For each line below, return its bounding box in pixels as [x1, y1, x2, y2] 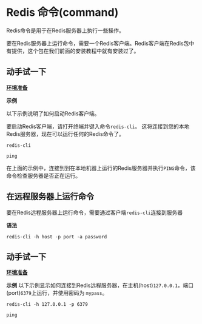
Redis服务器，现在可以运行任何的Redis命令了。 [6, 130, 124, 137]
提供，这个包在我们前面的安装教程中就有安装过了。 [11, 47, 140, 55]
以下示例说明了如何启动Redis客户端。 [6, 110, 100, 117]
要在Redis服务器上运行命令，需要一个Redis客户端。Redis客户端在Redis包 [6, 39, 189, 47]
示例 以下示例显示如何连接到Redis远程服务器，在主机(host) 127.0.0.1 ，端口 [6, 282, 194, 289]
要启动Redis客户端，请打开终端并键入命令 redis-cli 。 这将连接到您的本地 [6, 123, 190, 130]
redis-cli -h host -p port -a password [6, 234, 107, 240]
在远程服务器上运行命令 [6, 192, 94, 202]
